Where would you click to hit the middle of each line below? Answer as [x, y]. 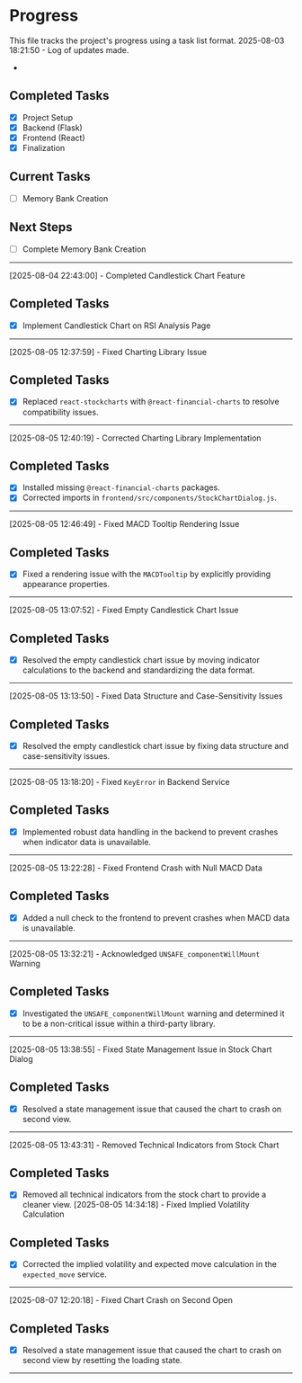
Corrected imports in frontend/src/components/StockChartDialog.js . [149, 498]
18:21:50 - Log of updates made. [69, 49]
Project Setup [48, 117]
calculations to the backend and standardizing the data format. [138, 670]
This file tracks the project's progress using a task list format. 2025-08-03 [147, 40]
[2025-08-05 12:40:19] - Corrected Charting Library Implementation [136, 438]
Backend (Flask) [52, 128]
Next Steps [41, 227]
